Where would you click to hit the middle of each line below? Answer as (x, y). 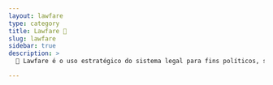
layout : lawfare (36, 16)
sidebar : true (32, 46)
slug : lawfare (32, 38)
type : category (34, 23)
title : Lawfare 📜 (38, 31)
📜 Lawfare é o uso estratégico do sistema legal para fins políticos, (138, 62)
